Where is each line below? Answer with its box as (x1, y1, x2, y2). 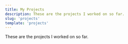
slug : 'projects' (5, 16, 40, 21)
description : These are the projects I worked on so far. (5, 12, 125, 16)
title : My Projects (5, 7, 45, 12)
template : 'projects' (5, 20, 49, 26)
